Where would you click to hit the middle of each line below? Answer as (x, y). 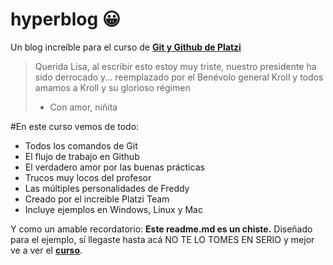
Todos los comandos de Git (81, 145)
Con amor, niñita (83, 107)
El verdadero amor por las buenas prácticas (114, 167)
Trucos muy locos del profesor (88, 177)
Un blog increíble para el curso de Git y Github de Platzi (126, 47)
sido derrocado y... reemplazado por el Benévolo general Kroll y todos (179, 77)
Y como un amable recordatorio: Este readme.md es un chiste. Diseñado (161, 229)
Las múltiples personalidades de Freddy (107, 188)
